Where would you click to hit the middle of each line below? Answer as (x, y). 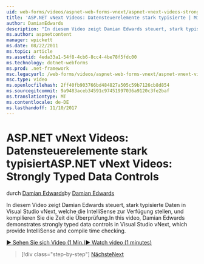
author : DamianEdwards (35, 23)
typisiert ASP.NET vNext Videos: (90, 164)
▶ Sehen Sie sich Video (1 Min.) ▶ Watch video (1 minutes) (79, 243)
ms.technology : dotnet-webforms (47, 63)
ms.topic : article (29, 52)
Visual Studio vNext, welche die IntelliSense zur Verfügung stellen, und (95, 212)
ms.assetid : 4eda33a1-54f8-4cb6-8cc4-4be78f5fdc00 (72, 57)
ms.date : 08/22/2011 (32, 46)
